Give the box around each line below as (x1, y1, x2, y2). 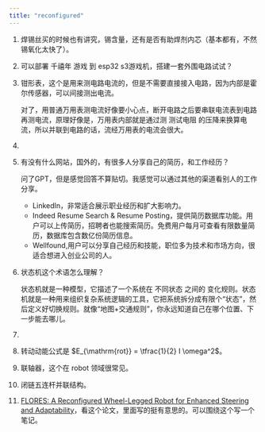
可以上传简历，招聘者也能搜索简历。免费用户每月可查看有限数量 (39, 220, 248, 230)
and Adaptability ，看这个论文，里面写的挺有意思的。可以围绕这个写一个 (20, 405, 255, 415)
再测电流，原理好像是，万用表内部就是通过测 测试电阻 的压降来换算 (20, 114, 240, 124)
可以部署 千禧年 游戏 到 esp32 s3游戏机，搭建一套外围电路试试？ (20, 61, 233, 71)
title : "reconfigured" (9, 11, 84, 20)
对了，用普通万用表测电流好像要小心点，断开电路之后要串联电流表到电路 (20, 105, 257, 114)
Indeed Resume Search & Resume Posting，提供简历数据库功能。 (32, 210, 247, 220)
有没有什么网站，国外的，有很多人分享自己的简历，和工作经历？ (20, 156, 229, 167)
